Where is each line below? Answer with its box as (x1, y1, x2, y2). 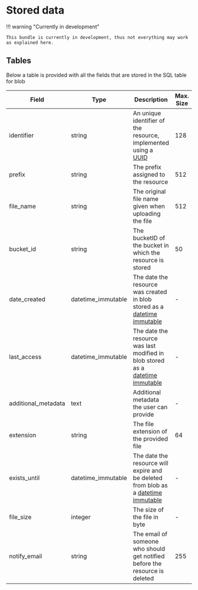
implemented (133, 138, 170, 146)
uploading (133, 209, 161, 217)
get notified (133, 552, 165, 560)
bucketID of (133, 234, 166, 242)
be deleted (133, 474, 163, 482)
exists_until (9, 474, 40, 482)
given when (133, 202, 165, 210)
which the (133, 249, 160, 257)
